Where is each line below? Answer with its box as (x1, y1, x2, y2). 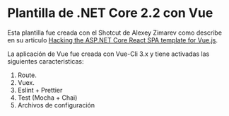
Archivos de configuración (17, 100, 95, 109)
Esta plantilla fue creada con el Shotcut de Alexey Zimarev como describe (7, 28, 223, 37)
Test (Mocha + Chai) (17, 93, 78, 102)
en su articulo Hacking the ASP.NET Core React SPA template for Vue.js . (7, 35, 218, 44)
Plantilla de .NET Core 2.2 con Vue (7, 5, 213, 21)
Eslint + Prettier (17, 86, 63, 94)
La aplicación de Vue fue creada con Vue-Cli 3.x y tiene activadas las (7, 50, 210, 58)
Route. (17, 71, 37, 79)
